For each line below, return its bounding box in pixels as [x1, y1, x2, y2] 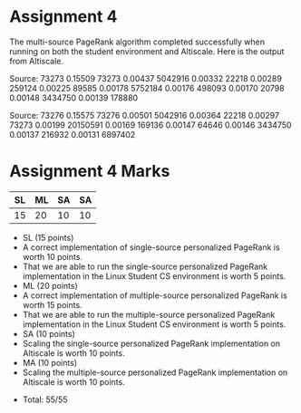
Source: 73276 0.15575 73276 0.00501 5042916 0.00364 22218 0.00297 [9, 110, 279, 120]
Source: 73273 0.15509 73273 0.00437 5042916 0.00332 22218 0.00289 [9, 72, 283, 83]
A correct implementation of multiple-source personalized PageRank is [22, 290, 287, 301]
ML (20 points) [22, 280, 79, 291]
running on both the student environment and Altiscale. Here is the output [9, 45, 285, 56]
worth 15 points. [22, 299, 83, 310]
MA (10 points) [22, 357, 78, 368]
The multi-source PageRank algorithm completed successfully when [9, 36, 266, 47]
